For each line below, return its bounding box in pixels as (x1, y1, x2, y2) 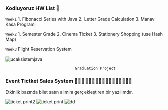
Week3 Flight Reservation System (5, 46, 72, 52)
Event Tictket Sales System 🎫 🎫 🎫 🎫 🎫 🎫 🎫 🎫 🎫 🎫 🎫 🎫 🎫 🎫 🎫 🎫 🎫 (5, 78, 132, 85)
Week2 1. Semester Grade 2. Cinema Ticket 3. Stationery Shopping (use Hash (5, 31, 163, 37)
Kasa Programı (5, 21, 36, 27)
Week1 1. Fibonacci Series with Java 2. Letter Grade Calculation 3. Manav (5, 16, 155, 22)
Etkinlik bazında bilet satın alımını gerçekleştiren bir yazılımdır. (5, 89, 133, 95)
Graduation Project (74, 66, 116, 71)
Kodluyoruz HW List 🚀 (5, 5, 60, 12)
